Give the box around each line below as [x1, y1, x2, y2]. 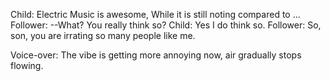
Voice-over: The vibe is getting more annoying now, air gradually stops [10, 49, 302, 61]
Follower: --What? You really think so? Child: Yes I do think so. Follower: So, [10, 19, 322, 31]
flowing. [10, 60, 44, 71]
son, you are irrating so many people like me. [10, 30, 196, 41]
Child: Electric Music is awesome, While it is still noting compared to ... [10, 9, 301, 20]
